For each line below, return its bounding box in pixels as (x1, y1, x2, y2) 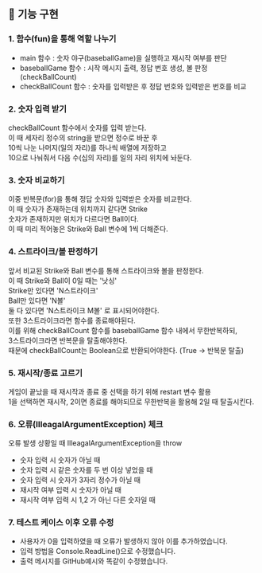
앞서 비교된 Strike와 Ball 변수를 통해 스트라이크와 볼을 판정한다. (8, 265, 204, 275)
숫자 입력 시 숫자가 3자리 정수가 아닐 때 (19, 475, 141, 485)
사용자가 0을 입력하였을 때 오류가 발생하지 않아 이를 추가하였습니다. (19, 536, 228, 546)
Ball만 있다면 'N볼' (8, 296, 66, 305)
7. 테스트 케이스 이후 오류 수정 (8, 517, 114, 528)
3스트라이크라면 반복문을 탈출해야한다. (8, 336, 128, 345)
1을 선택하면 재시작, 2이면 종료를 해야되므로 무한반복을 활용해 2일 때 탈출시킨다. (8, 397, 255, 406)
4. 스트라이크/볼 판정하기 (8, 246, 98, 257)
